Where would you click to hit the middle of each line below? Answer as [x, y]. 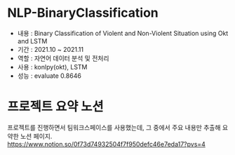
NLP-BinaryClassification [83, 13]
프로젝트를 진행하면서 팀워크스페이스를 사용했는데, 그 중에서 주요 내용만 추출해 [114, 127]
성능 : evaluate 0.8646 [49, 76]
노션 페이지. [36, 136]
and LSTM [32, 41]
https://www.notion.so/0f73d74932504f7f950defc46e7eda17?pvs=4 [106, 144]
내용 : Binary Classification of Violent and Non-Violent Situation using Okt [123, 33]
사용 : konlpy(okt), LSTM [52, 67]
